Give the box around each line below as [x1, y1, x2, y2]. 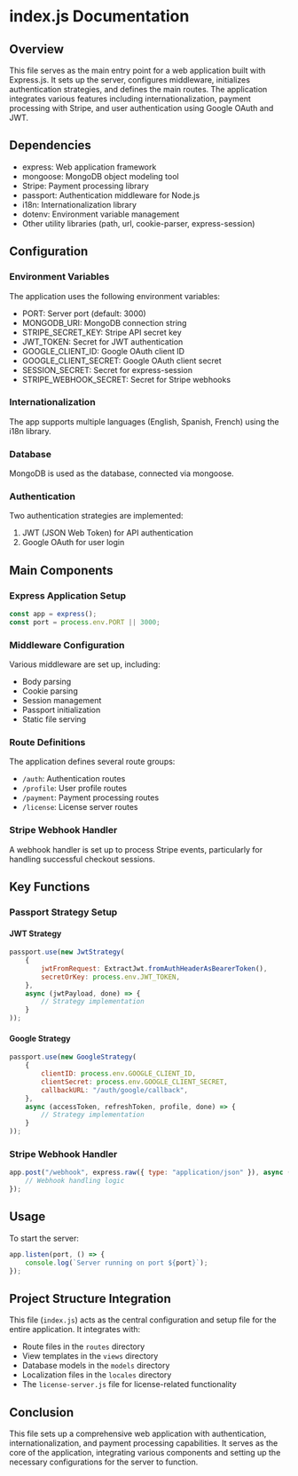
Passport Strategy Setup [9, 906, 118, 918]
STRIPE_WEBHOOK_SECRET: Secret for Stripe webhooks [21, 374, 231, 385]
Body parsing [21, 677, 72, 687]
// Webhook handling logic [25, 1177, 125, 1186]
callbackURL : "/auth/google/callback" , [41, 1085, 189, 1094]
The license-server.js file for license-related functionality [21, 1379, 237, 1390]
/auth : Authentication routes [21, 774, 126, 784]
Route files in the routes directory [21, 1341, 145, 1352]
